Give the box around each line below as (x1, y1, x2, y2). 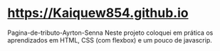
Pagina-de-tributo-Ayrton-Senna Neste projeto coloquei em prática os (7, 28, 214, 37)
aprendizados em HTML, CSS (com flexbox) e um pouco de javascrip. (7, 35, 212, 44)
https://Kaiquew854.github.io (7, 5, 189, 21)
